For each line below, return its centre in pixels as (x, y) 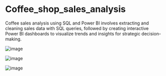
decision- (151, 33)
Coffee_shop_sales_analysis (65, 9)
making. (13, 39)
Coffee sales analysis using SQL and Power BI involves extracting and (77, 23)
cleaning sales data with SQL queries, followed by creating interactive (77, 28)
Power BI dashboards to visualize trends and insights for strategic (73, 33)
